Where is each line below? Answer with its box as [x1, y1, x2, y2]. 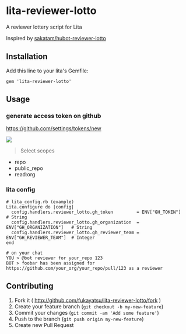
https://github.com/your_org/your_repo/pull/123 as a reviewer [6, 265, 163, 271]
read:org [14, 171, 36, 178]
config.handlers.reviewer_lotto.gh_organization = [11, 219, 140, 225]
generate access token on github [6, 112, 101, 120]
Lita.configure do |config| [6, 204, 75, 210]
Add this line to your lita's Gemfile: [6, 67, 89, 74]
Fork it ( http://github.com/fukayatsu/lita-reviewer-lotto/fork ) [14, 297, 162, 304]
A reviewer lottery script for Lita [6, 23, 82, 30]
